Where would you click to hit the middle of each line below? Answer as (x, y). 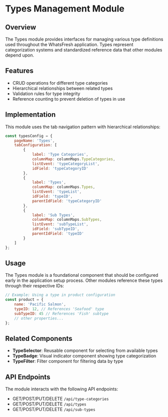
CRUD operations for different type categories (60, 83)
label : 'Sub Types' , (53, 215)
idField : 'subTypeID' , (56, 229)
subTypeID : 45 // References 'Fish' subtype (61, 313)
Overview (21, 27)
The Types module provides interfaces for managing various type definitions (84, 39)
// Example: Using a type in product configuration (60, 295)
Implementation (31, 115)
